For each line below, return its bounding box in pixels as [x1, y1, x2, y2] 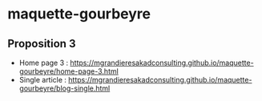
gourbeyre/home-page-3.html [18, 67, 119, 76]
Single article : [18, 75, 67, 84]
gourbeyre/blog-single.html [18, 83, 111, 93]
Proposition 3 [7, 37, 76, 50]
